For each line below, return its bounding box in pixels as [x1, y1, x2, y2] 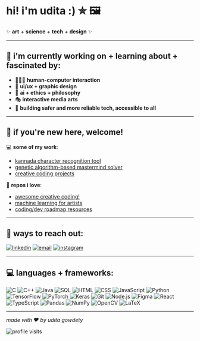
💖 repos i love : [6, 181, 42, 188]
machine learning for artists [14, 199, 83, 206]
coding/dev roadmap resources [14, 206, 92, 213]
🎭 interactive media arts [14, 95, 79, 103]
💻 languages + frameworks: [6, 268, 114, 278]
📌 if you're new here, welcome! [6, 127, 123, 137]
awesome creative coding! [14, 193, 80, 200]
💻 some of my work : [6, 143, 58, 150]
